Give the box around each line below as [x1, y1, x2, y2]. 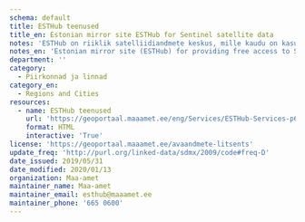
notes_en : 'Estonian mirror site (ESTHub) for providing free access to [9, 47, 290, 56]
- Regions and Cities [17, 89, 100, 98]
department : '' [9, 55, 67, 64]
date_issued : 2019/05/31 [9, 156, 103, 166]
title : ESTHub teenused [9, 22, 100, 31]
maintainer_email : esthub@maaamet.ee [9, 190, 152, 199]
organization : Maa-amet [9, 173, 100, 182]
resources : [9, 97, 51, 107]
